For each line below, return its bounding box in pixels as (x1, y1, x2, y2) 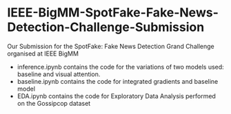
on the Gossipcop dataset (17, 99, 91, 107)
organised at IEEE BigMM (7, 49, 79, 58)
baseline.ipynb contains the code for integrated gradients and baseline (17, 77, 219, 85)
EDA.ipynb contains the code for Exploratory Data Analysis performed (17, 91, 216, 100)
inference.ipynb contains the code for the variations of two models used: (17, 62, 224, 71)
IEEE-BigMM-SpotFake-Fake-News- (7, 5, 219, 21)
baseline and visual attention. (17, 70, 101, 78)
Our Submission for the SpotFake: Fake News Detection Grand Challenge (7, 42, 215, 50)
